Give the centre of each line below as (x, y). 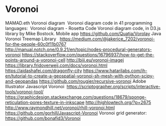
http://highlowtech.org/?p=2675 (118, 102)
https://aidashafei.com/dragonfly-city (44, 70)
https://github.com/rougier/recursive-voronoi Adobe (93, 81)
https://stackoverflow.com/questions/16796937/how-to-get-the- (88, 55)
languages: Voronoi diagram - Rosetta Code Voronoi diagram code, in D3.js (83, 28)
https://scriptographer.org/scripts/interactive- (113, 86)
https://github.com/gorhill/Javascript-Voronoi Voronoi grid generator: (76, 113)
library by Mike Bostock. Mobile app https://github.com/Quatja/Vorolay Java (83, 33)
